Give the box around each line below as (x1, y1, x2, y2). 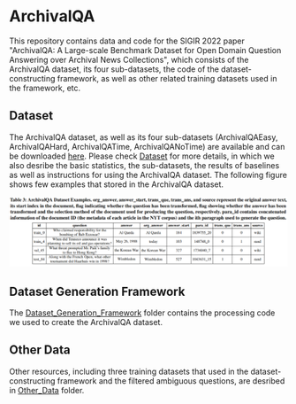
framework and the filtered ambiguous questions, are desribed (57, 375, 285, 386)
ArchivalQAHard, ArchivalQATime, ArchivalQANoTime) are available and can (9, 141, 285, 151)
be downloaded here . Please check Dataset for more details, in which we (9, 151, 276, 161)
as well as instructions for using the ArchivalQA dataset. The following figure (9, 169, 287, 180)
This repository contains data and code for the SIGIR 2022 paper (9, 35, 246, 46)
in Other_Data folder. (9, 385, 85, 395)
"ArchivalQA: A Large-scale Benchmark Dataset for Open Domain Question (9, 44, 282, 55)
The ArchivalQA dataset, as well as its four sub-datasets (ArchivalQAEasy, (9, 131, 278, 143)
